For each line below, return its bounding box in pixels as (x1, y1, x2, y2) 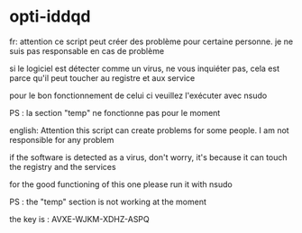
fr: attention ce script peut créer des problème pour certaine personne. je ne (9, 36, 294, 47)
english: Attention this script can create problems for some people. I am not (9, 124, 290, 136)
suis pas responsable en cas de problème (9, 45, 165, 56)
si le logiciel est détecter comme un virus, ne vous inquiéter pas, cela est (9, 63, 280, 74)
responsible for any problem (9, 134, 114, 145)
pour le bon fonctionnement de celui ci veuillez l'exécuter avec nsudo (9, 90, 268, 101)
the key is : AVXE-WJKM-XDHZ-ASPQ (9, 213, 151, 224)
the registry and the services (9, 161, 116, 172)
